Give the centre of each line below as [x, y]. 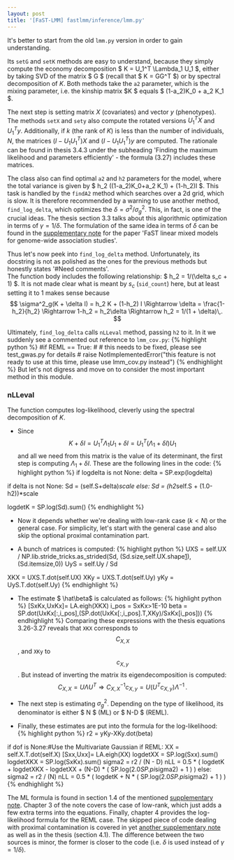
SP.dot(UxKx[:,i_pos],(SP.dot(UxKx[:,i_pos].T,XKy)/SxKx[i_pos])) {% [115, 613]
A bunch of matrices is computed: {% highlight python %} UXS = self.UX [122, 549]
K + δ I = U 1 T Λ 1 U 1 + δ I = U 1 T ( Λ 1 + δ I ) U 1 [123, 443]
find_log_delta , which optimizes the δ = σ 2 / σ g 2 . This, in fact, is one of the [114, 209]
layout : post [26, 14]
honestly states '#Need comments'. [58, 269]
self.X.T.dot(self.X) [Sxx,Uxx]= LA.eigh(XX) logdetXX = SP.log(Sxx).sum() [113, 754]
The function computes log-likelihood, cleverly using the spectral [101, 410]
